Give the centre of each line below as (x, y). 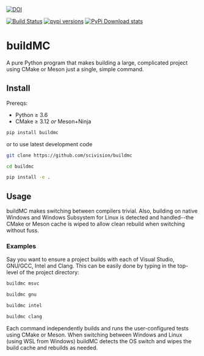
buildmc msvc (23, 283)
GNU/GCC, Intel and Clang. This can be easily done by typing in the (91, 266)
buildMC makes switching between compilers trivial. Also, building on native (102, 211)
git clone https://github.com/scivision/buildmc (69, 155)
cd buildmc (20, 166)
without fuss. (23, 230)
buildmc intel (24, 306)
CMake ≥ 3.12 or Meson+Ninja (53, 121)
